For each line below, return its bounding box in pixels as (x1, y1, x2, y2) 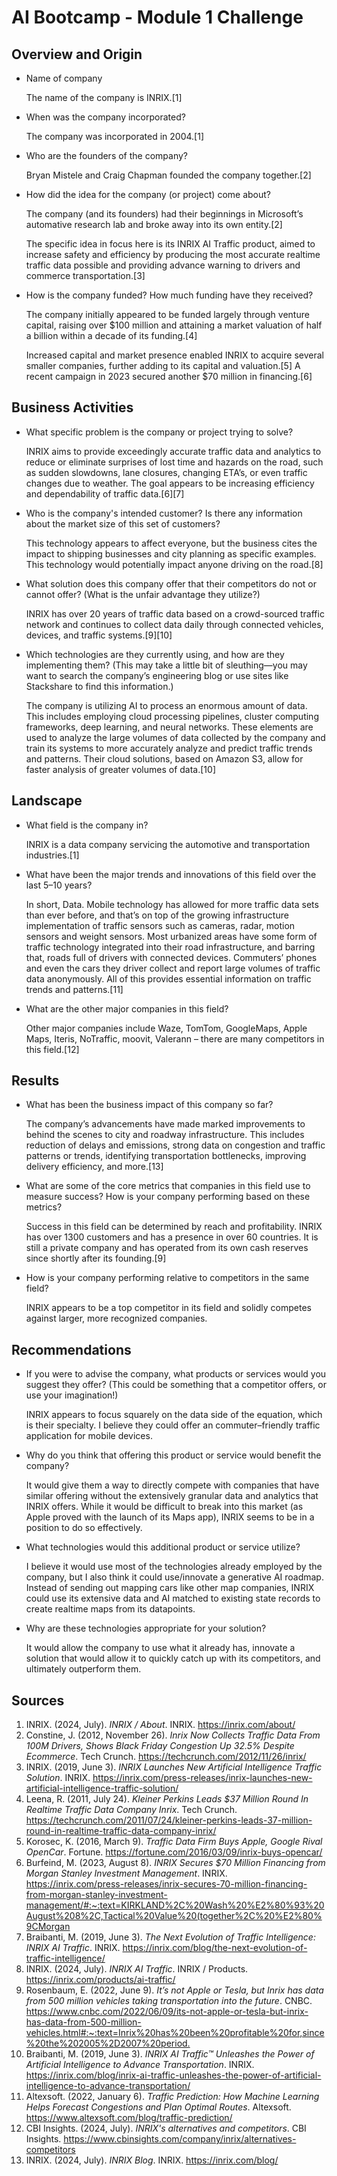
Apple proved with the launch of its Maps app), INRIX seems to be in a (25, 1511, 315, 1523)
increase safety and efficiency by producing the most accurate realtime (25, 249, 321, 260)
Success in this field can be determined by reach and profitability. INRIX (25, 1221, 323, 1233)
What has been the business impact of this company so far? (25, 1099, 274, 1111)
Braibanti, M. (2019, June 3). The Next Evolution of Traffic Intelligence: (25, 1931, 316, 1943)
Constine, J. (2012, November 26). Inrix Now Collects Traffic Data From (25, 1729, 321, 1741)
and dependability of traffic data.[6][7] (25, 487, 185, 500)
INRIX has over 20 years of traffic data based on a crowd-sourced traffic (25, 607, 325, 620)
